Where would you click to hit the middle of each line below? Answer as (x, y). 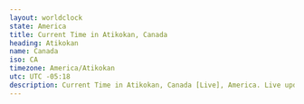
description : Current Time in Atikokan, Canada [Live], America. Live (145, 85)
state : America (38, 26)
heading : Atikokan (44, 43)
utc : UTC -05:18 (40, 77)
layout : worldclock (46, 18)
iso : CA (24, 60)
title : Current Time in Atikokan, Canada (89, 34)
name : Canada (34, 52)
